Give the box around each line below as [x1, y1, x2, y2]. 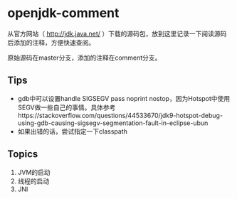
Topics [7, 148, 38, 161]
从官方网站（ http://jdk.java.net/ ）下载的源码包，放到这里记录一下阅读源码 [7, 29, 227, 38]
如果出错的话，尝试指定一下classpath [17, 127, 128, 136]
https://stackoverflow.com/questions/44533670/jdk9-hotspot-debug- [17, 111, 223, 119]
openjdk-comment [7, 5, 120, 21]
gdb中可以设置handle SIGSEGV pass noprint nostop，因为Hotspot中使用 [17, 94, 231, 102]
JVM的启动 [17, 168, 51, 176]
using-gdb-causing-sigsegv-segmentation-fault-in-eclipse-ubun [17, 119, 209, 127]
